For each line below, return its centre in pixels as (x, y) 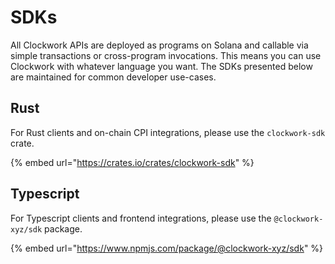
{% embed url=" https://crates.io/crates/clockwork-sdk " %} (132, 162)
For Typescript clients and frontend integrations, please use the (141, 218)
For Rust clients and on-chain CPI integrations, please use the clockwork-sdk (168, 132)
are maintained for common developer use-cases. (113, 77)
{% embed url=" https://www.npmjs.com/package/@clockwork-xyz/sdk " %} (167, 248)
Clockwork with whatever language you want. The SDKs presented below (161, 66)
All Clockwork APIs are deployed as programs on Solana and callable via (159, 45)
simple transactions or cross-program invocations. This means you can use (166, 55)
